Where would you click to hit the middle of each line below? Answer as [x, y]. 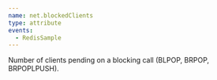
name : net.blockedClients [51, 15]
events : [21, 30]
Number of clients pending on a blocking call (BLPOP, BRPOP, [109, 60]
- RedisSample [38, 38]
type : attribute [35, 23]
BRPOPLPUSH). [34, 69]
